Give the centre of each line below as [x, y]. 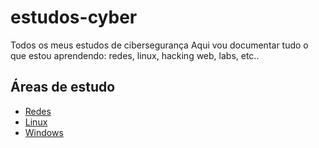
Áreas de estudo [63, 87]
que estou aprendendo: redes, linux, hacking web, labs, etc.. [135, 55]
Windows [44, 132]
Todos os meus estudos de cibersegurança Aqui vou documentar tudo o [159, 45]
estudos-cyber [74, 17]
